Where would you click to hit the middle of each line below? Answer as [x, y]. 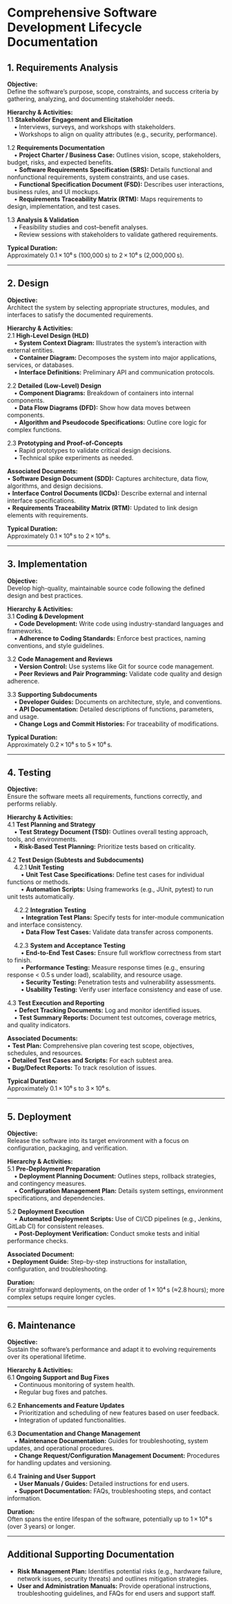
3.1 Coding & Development [46, 616]
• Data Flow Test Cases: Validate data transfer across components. [117, 932]
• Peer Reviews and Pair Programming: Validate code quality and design [118, 673]
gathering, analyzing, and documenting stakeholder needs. [91, 99]
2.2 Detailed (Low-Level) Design [54, 386]
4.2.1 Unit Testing [39, 867]
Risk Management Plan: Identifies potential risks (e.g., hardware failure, [119, 1571]
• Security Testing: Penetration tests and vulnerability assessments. [118, 982]
